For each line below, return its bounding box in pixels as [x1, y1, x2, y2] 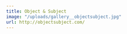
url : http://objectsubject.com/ [6, 19, 85, 25]
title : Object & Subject [6, 8, 67, 14]
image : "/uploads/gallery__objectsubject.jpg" [6, 14, 122, 20]
